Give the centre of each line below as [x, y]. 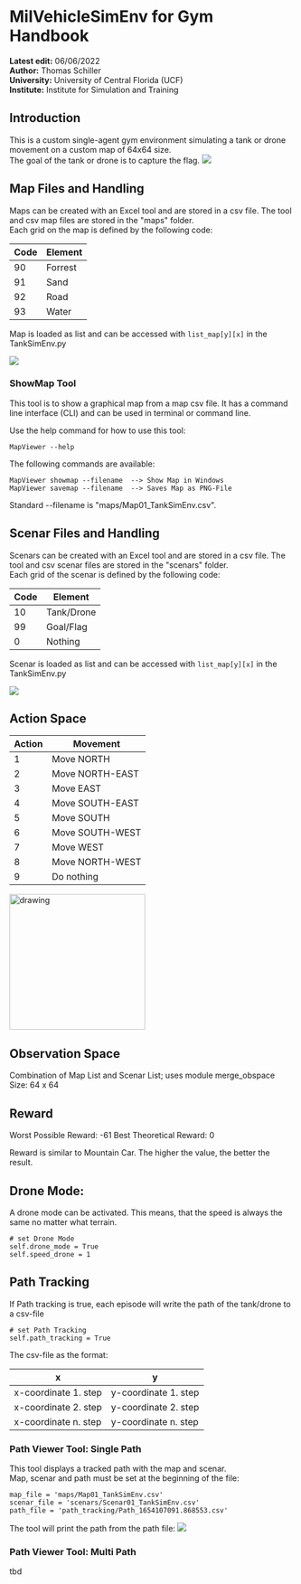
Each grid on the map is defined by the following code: [111, 230]
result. [21, 1163]
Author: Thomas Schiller [55, 71]
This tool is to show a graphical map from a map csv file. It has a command [149, 403]
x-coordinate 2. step [58, 1407]
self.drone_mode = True [54, 1246]
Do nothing [75, 877]
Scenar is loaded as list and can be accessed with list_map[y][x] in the [143, 664]
